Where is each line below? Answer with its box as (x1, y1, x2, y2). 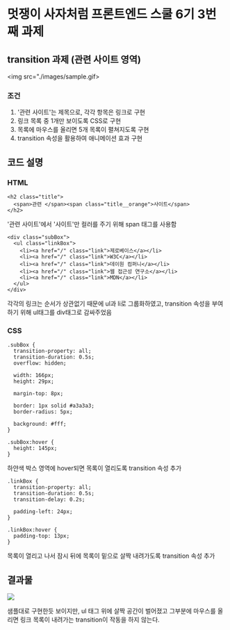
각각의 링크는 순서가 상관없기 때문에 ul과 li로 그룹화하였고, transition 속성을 (7, 299, 211, 308)
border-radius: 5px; (13, 408, 73, 415)
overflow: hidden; (13, 360, 67, 367)
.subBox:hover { (7, 439, 54, 446)
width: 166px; (13, 372, 54, 379)
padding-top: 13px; (13, 533, 70, 540)
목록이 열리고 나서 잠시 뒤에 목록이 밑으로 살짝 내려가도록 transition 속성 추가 (7, 552, 215, 560)
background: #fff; (13, 421, 67, 428)
